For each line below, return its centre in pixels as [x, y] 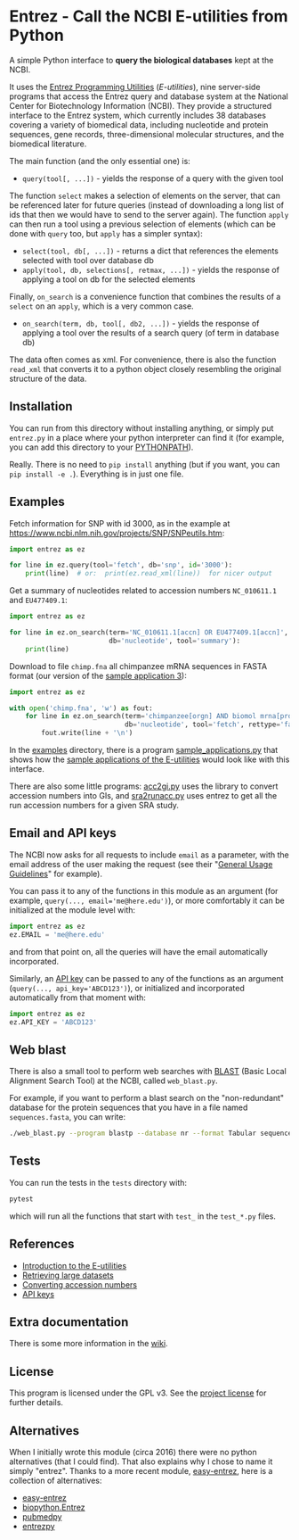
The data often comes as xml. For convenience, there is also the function [143, 360]
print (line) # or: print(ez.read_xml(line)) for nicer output [149, 574]
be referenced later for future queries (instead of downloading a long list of [147, 205]
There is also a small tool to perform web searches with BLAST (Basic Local [148, 1072]
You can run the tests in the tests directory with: [98, 1182]
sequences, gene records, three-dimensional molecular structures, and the [147, 134]
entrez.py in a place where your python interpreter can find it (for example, [147, 437]
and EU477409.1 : [39, 600]
